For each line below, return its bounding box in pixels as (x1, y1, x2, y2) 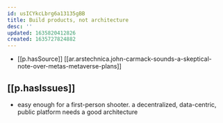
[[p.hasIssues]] (7, 82, 76, 94)
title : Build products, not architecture (7, 17, 129, 23)
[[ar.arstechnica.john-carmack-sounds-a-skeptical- (63, 55, 212, 63)
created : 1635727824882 (7, 36, 76, 43)
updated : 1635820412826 (7, 29, 76, 37)
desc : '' (7, 23, 33, 30)
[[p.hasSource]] (17, 55, 63, 63)
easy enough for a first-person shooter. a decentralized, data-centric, (17, 100, 217, 108)
